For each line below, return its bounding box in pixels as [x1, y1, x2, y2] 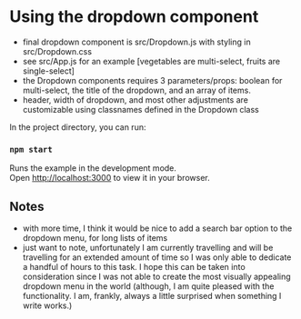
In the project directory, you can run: [9, 121, 146, 133]
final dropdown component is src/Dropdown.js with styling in [22, 36, 252, 47]
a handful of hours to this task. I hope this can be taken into [22, 262, 246, 273]
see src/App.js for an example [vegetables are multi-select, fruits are [22, 55, 280, 66]
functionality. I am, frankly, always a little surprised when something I [22, 291, 282, 302]
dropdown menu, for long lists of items [22, 233, 168, 244]
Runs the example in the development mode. [9, 163, 177, 174]
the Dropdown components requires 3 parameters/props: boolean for [22, 75, 283, 85]
